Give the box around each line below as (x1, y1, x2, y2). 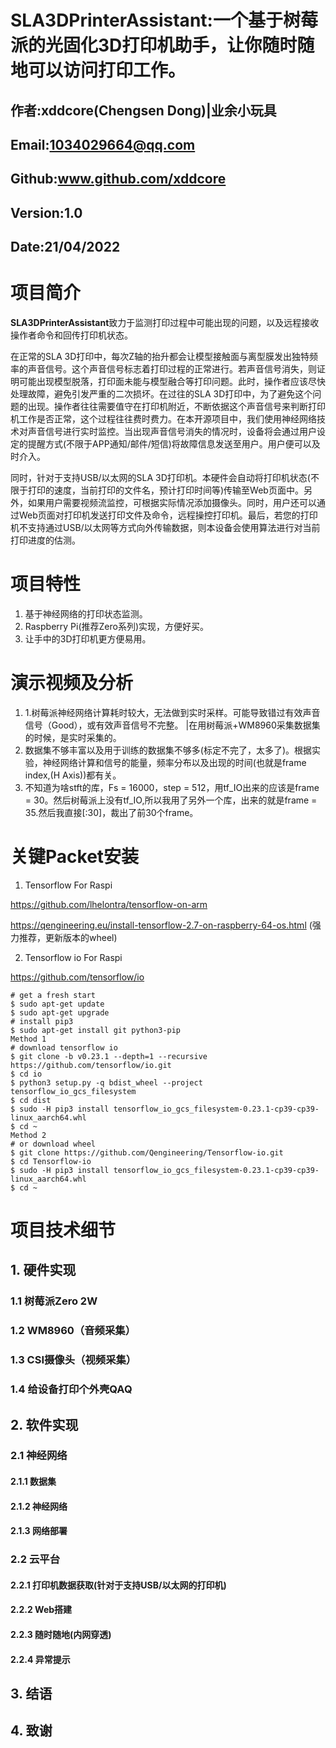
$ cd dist (10, 1095, 52, 1105)
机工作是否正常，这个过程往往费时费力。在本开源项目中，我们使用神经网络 (10, 413, 317, 425)
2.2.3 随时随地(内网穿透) (10, 1628, 112, 1640)
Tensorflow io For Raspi (24, 951, 123, 963)
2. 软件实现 (10, 1416, 79, 1433)
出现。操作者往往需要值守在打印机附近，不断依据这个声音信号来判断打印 (27, 401, 326, 413)
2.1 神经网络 (10, 1449, 68, 1463)
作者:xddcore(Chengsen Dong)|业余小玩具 (10, 102, 277, 119)
